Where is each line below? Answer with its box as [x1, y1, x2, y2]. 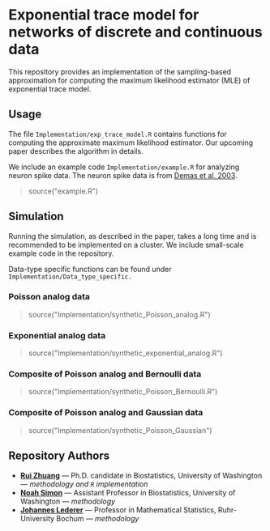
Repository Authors [8, 449, 110, 463]
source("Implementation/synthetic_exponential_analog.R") [28, 348, 223, 358]
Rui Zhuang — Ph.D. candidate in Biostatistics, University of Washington [19, 470, 263, 480]
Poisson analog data [8, 291, 91, 303]
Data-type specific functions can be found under [8, 264, 172, 274]
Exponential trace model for [8, 6, 199, 24]
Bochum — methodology [56, 513, 139, 523]
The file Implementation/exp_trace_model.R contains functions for [8, 129, 227, 138]
